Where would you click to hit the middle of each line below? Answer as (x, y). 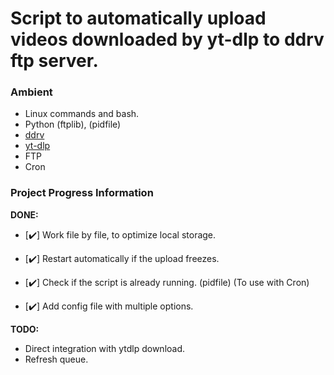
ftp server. (54, 61)
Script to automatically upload (138, 18)
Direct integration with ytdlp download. (105, 348)
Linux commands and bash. (82, 114)
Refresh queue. (56, 359)
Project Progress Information (82, 193)
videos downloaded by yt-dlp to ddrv (167, 39)
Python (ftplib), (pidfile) (73, 124)
